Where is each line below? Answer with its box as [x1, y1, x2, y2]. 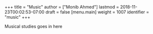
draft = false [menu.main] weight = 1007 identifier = [45, 9, 150, 15]
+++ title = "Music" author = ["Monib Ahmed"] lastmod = [4, 4, 119, 10]
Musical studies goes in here [4, 23, 63, 29]
